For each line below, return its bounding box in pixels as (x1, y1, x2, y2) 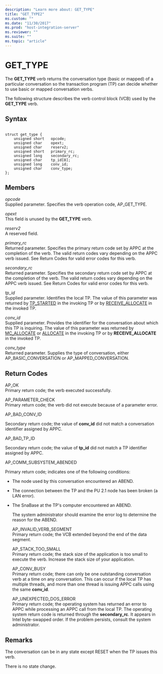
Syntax (5, 115, 27, 123)
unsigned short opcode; (14, 136, 67, 141)
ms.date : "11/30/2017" (5, 20, 51, 26)
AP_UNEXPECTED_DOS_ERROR (12, 596, 76, 602)
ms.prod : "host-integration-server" (5, 25, 79, 30)
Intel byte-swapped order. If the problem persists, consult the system (12, 617, 151, 622)
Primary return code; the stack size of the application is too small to (12, 551, 148, 557)
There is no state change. (5, 663, 56, 669)
